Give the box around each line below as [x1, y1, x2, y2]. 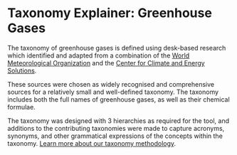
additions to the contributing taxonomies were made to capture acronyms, [7, 124, 225, 132]
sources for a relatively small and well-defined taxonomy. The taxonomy [7, 87, 219, 96]
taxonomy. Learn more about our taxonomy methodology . [7, 139, 177, 147]
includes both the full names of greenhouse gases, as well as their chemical [7, 95, 230, 104]
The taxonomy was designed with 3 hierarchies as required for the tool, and [7, 116, 230, 125]
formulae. [7, 102, 36, 111]
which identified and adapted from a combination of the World [7, 51, 190, 60]
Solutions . [7, 66, 37, 75]
